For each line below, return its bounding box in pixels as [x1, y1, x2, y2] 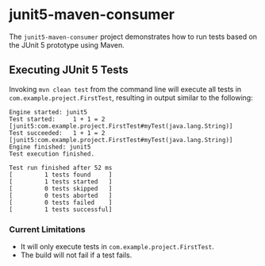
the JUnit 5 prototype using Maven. [9, 40, 125, 49]
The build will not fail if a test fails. [20, 250, 132, 260]
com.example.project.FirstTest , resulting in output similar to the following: [9, 93, 253, 102]
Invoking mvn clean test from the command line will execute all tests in [9, 84, 242, 94]
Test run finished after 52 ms [9, 164, 113, 172]
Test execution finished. [9, 149, 94, 158]
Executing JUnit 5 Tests [9, 64, 129, 77]
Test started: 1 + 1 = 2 [9, 115, 106, 123]
